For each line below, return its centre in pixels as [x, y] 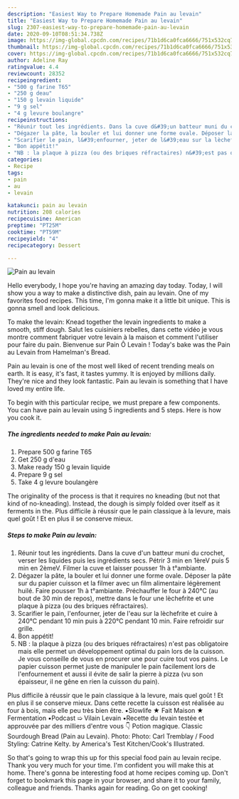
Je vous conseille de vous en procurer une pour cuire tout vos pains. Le [123, 659]
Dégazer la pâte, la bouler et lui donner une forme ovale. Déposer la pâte [124, 576]
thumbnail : [23, 47]
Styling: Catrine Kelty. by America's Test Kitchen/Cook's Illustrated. [106, 744]
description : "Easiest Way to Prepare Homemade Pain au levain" [105, 14]
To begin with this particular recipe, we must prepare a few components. [114, 402]
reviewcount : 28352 [36, 73]
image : [17, 41]
